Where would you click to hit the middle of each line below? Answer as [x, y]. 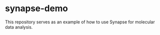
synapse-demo [36, 9]
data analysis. [19, 27]
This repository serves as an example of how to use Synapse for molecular [80, 22]
